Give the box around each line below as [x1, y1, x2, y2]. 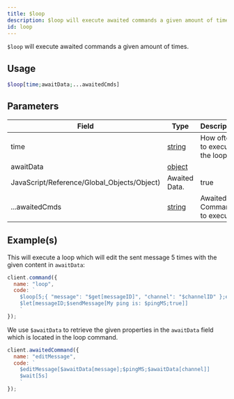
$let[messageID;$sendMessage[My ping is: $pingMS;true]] [19, 300, 189, 307]
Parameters [7, 101, 59, 113]
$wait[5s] [19, 372, 49, 379]
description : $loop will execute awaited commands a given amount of [7, 17, 214, 24]
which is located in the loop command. [7, 333, 118, 341]
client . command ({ [7, 274, 58, 281]
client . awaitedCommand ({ [7, 347, 79, 354]
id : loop [7, 23, 33, 30]
